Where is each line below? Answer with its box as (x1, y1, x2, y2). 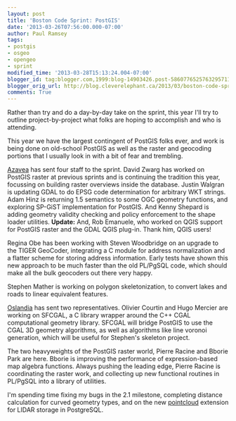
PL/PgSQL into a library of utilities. (7, 377, 107, 386)
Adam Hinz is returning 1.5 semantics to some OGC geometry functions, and (7, 195, 228, 204)
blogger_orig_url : (7, 82, 61, 89)
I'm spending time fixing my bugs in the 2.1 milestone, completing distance (7, 391, 223, 399)
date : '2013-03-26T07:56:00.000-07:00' (7, 23, 124, 30)
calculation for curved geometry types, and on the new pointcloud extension (7, 398, 229, 407)
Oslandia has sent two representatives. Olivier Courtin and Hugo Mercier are (7, 303, 228, 312)
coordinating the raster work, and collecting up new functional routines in (7, 370, 220, 378)
